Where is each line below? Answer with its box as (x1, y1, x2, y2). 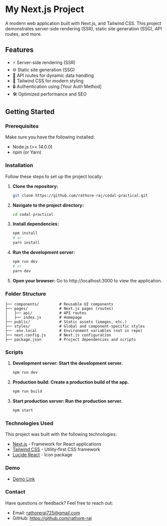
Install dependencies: (12, 221, 59, 227)
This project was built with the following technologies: (5, 431, 117, 438)
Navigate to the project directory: (12, 202, 84, 208)
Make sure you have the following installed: (5, 134, 95, 140)
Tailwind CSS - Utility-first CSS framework (12, 446, 101, 453)
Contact (5, 489, 26, 496)
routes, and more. (5, 31, 42, 37)
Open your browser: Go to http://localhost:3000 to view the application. (12, 277, 162, 283)
